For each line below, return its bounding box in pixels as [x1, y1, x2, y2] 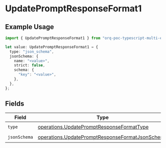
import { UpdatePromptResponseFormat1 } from [5, 36, 100, 40]
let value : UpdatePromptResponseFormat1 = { [5, 44, 98, 49]
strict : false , [14, 63, 45, 68]
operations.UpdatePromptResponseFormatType [38, 123, 149, 130]
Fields [5, 100, 25, 108]
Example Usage [5, 23, 54, 31]
